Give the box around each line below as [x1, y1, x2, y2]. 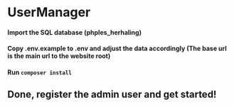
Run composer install [7, 68, 73, 77]
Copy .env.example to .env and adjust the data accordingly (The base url [7, 44, 227, 53]
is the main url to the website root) [7, 52, 111, 60]
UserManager [7, 4, 91, 21]
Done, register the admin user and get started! [7, 89, 217, 101]
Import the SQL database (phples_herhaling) [7, 28, 142, 36]
